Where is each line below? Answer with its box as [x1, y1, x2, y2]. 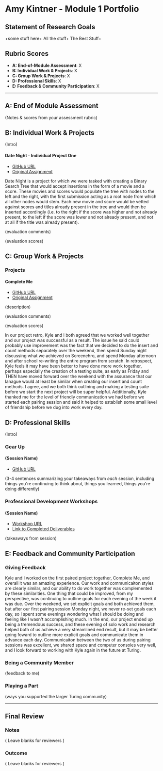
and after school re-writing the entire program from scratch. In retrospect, [5, 358, 153, 364]
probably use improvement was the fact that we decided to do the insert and [5, 343, 158, 348]
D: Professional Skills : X [12, 78, 62, 83]
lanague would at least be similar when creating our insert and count [5, 378, 142, 384]
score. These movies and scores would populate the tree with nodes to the [5, 188, 155, 194]
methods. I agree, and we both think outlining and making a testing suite [5, 384, 149, 390]
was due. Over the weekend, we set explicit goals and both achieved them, [5, 601, 155, 607]
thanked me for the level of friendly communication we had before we [5, 394, 145, 400]
